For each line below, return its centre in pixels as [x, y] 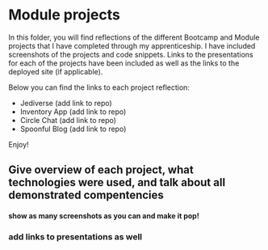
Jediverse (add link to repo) [66, 103]
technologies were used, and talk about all [117, 182]
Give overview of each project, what [101, 170]
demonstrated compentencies [86, 195]
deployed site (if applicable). [56, 71]
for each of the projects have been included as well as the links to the [124, 63]
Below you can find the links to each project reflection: [99, 87]
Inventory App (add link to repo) [73, 112]
